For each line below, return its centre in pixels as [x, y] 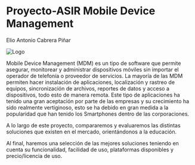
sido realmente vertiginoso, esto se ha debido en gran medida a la [87, 107]
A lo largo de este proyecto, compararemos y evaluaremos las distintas [93, 125]
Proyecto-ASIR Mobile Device [81, 11]
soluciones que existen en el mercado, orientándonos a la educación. [92, 132]
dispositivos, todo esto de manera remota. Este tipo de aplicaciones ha [93, 95]
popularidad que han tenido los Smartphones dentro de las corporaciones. [98, 114]
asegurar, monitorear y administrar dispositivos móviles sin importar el [92, 69]
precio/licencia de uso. [34, 155]
